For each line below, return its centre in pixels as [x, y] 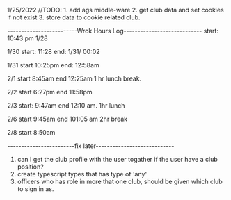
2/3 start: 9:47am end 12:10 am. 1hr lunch [66, 106]
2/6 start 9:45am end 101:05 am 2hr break [67, 119]
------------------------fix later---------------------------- [91, 146]
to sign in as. [35, 189]
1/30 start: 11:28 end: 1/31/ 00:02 [54, 52]
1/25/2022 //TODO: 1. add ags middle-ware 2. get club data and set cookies [115, 10]
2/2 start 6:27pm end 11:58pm [50, 92]
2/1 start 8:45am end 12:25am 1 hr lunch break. [74, 78]
